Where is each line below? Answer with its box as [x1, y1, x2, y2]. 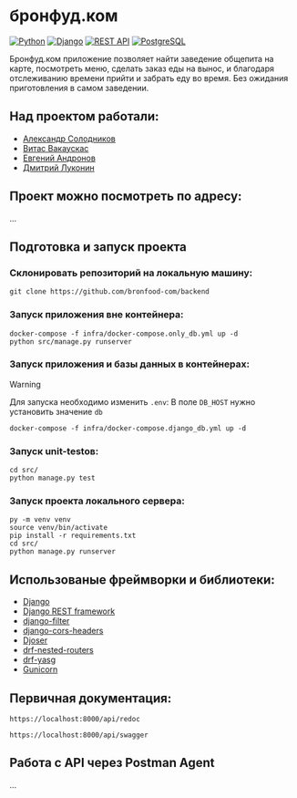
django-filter [22, 616, 70, 627]
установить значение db [9, 406, 103, 417]
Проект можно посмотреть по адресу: [9, 189, 242, 204]
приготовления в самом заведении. [9, 82, 149, 93]
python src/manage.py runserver [9, 337, 132, 347]
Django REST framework [22, 606, 116, 617]
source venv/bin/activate [9, 523, 108, 533]
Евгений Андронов [22, 152, 96, 163]
